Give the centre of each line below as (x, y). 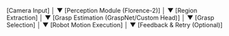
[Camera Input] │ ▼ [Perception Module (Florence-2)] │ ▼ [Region (102, 11)
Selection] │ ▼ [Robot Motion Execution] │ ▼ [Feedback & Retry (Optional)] (114, 25)
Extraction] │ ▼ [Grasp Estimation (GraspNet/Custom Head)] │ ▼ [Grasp (111, 18)
